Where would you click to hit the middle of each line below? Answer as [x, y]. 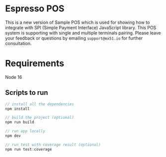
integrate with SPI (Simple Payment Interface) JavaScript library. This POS [81, 27]
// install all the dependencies [40, 104]
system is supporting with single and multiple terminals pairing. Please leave [83, 33]
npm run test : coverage [28, 149]
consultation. [19, 43]
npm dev [13, 136]
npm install [17, 109]
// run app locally [25, 131]
